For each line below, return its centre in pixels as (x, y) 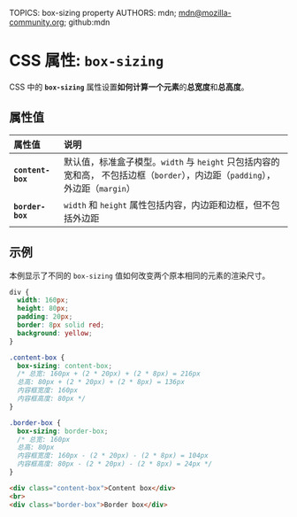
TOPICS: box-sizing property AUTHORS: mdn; (93, 13)
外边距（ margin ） (99, 188)
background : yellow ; (55, 333)
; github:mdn (87, 22)
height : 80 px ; (43, 309)
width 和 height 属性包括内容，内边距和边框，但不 (167, 204)
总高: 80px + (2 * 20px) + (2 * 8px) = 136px (101, 382)
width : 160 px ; (43, 300)
